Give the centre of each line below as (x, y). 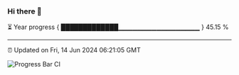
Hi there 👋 (25, 11)
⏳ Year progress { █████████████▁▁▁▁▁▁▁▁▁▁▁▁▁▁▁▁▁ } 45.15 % (118, 27)
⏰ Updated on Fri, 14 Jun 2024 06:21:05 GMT (74, 50)
